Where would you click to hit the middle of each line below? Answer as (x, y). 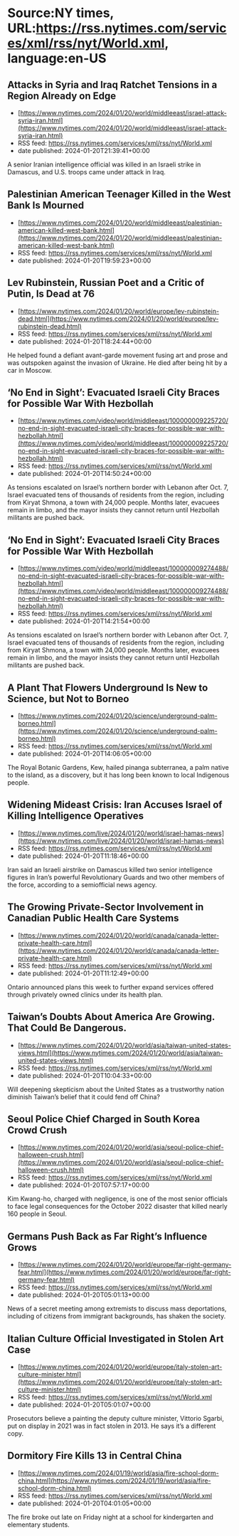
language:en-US (57, 59)
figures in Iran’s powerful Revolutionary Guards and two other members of (116, 877)
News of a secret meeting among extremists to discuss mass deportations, (117, 1309)
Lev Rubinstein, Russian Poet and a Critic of (106, 283)
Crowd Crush (37, 1130)
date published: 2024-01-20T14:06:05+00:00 (84, 754)
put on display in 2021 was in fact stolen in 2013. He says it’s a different (112, 1426)
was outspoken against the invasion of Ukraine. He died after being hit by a (117, 362)
